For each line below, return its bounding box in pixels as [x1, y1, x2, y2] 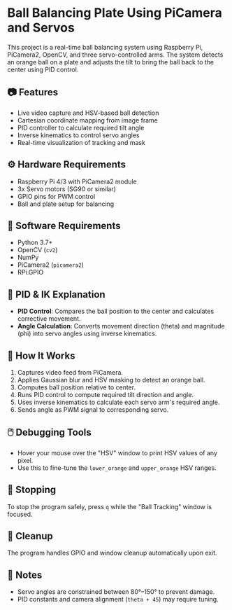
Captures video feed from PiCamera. [17, 368, 124, 376]
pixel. [17, 456, 34, 464]
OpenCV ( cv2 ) [17, 246, 58, 254]
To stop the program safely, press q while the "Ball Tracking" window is [7, 502, 212, 511]
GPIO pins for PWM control [17, 192, 96, 200]
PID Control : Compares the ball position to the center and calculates [17, 307, 215, 316]
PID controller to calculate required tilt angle [17, 123, 145, 132]
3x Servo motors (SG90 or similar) [17, 184, 117, 193]
